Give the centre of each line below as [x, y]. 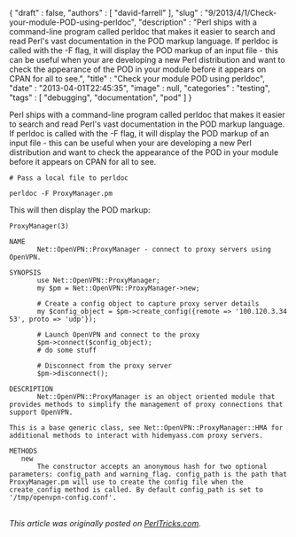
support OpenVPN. [41, 412]
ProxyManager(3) [39, 226]
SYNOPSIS [25, 273]
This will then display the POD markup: [80, 210]
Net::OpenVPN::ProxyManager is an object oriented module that [156, 397]
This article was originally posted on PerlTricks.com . [105, 523]
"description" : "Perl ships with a [198, 22]
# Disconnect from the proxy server [105, 366]
